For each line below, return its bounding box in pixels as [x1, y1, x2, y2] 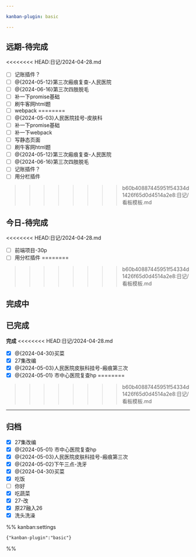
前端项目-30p [14, 247, 48, 254]
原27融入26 [14, 504, 43, 512]
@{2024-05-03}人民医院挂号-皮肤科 [14, 114, 103, 121]
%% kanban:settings [6, 524, 57, 531]
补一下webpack [14, 129, 52, 136]
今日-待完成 [6, 218, 48, 228]
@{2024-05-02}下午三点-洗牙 [14, 460, 87, 467]
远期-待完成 [6, 42, 48, 52]
